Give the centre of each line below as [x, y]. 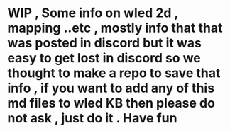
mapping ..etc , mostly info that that [115, 28]
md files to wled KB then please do [111, 103]
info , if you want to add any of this [111, 88]
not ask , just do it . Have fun [92, 118]
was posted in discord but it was [105, 43]
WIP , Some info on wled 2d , [93, 13]
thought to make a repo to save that [114, 73]
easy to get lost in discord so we [104, 58]
